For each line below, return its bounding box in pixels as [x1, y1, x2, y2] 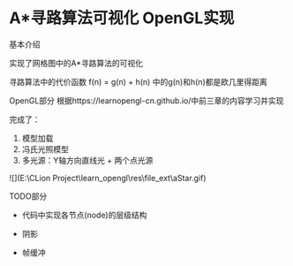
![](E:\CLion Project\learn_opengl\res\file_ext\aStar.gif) [9, 172, 207, 183]
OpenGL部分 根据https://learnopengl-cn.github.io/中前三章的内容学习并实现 [9, 95, 284, 106]
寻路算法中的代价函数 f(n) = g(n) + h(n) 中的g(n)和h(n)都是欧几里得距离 [9, 76, 267, 87]
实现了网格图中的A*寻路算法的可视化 [9, 57, 144, 68]
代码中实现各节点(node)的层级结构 [21, 209, 147, 220]
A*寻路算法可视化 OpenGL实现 [9, 8, 235, 28]
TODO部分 [9, 191, 48, 201]
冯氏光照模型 [21, 143, 69, 155]
